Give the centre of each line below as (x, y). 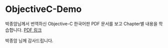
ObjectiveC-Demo (43, 9)
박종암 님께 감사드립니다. (29, 40)
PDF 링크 (33, 30)
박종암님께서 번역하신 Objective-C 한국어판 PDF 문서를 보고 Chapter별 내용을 (81, 23)
